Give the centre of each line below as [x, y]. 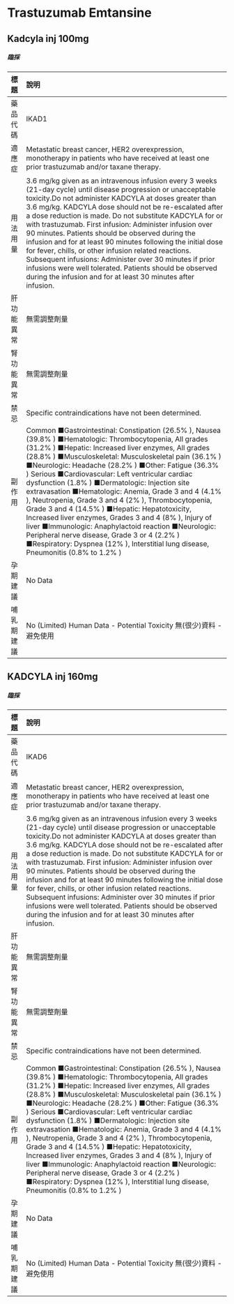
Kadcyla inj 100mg [48, 39]
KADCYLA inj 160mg [53, 676]
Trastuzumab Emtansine [79, 13]
